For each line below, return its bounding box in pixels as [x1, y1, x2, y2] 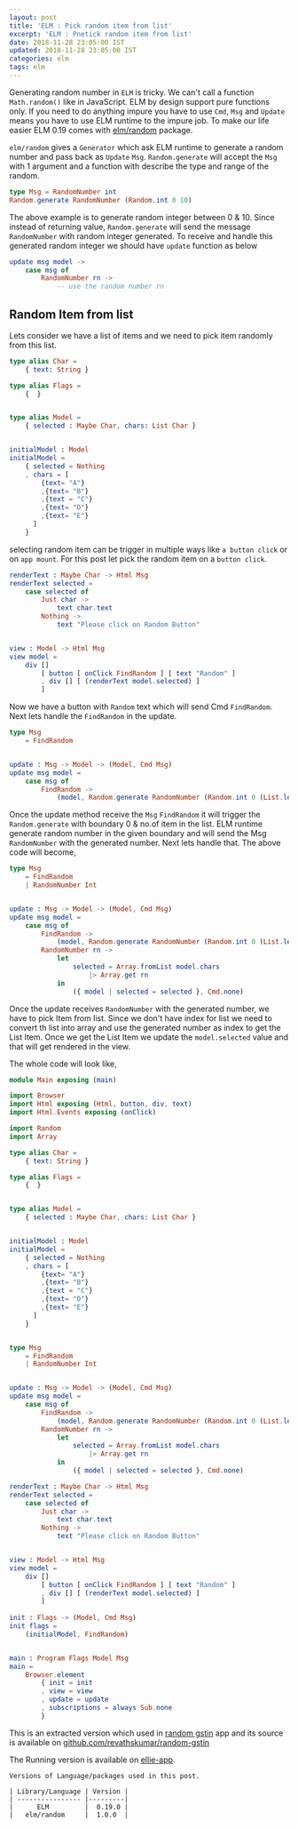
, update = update [41, 1695, 109, 1704]
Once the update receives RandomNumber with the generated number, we [9, 1003, 270, 1014]
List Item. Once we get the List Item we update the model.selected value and [9, 1032, 289, 1042]
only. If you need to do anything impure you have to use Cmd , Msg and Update [9, 106, 286, 116]
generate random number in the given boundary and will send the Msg [9, 828, 268, 839]
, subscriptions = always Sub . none [41, 1704, 173, 1712]
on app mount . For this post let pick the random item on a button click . [9, 553, 268, 564]
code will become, [9, 847, 77, 858]
